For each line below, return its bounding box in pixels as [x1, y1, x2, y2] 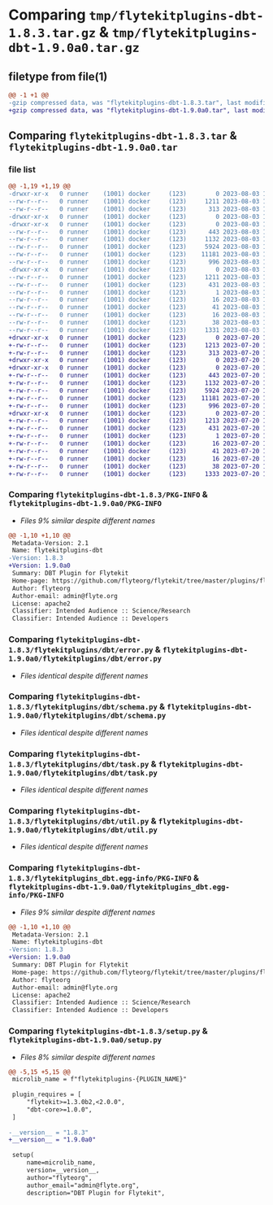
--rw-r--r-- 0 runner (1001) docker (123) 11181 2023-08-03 [8, 251, 260, 259]
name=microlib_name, [26, 1159, 96, 1167]
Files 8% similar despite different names [19, 1052, 156, 1062]
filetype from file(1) [8, 69, 108, 83]
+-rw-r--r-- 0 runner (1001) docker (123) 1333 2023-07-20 [8, 469, 260, 478]
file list [8, 164, 37, 175]
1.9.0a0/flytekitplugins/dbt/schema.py [8, 711, 167, 721]
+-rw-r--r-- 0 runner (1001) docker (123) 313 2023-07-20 [8, 348, 260, 357]
